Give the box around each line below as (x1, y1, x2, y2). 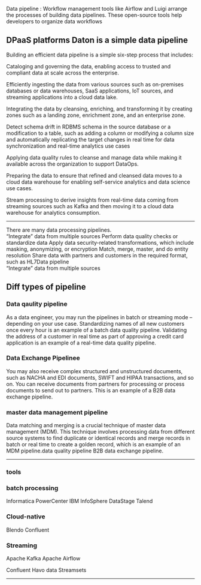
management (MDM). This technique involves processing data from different (6, 428, 195, 436)
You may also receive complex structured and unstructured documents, (6, 367, 183, 374)
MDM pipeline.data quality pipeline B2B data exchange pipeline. (6, 447, 164, 455)
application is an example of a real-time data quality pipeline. (6, 339, 157, 346)
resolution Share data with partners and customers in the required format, (6, 251, 188, 259)
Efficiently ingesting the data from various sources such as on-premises (6, 80, 184, 88)
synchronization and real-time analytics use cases (6, 142, 130, 149)
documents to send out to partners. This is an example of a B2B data (6, 386, 176, 394)
